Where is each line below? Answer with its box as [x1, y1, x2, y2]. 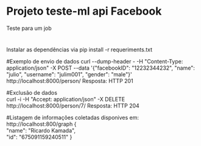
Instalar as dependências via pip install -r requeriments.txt [6, 46, 153, 53]
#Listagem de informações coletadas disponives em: [6, 114, 139, 122]
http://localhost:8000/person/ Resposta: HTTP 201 [6, 78, 133, 85]
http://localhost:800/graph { [6, 120, 77, 128]
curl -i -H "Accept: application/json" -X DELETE [6, 96, 125, 103]
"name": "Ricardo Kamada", [6, 127, 76, 134]
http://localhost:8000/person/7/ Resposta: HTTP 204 [6, 102, 140, 109]
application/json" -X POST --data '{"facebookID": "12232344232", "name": [6, 64, 195, 71]
